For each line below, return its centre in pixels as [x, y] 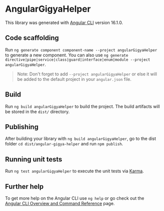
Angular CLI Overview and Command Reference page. [60, 203]
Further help [25, 186]
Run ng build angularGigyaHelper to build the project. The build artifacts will [82, 106]
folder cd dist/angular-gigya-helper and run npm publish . [64, 144]
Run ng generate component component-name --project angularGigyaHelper [81, 49]
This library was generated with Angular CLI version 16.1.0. [64, 23]
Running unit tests [34, 159]
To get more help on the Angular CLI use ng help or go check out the [75, 198]
